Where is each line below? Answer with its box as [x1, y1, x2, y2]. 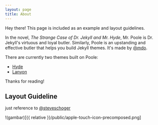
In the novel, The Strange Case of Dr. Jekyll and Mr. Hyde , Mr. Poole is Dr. [5, 35, 153, 40]
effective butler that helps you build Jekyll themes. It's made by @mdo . [5, 45, 147, 51]
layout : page [5, 7, 32, 12]
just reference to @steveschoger [5, 105, 71, 111]
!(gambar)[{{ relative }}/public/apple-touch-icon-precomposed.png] [5, 115, 141, 121]
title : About [5, 12, 32, 17]
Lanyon [12, 69, 27, 74]
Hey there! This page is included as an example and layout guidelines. [5, 25, 145, 31]
